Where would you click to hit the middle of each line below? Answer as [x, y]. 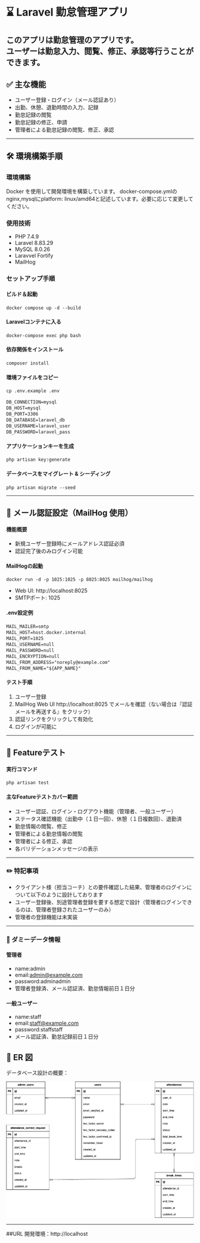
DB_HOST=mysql [24, 408]
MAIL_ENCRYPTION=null [33, 656]
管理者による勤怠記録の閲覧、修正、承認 [64, 130]
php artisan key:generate [38, 460]
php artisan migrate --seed [41, 488]
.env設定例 [20, 613]
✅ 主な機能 [26, 84]
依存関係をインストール [35, 350]
